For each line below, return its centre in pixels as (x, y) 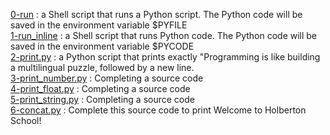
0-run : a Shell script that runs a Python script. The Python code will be (156, 14)
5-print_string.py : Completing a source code (102, 99)
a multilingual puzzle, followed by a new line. (102, 67)
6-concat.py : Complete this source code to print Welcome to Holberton (158, 110)
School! (26, 120)
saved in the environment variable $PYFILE (99, 25)
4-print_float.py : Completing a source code (100, 88)
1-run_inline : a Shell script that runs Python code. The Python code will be (164, 35)
